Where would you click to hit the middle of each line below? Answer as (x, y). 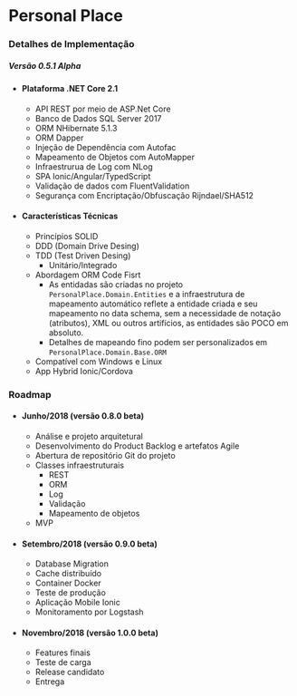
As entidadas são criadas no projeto (115, 284)
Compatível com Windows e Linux (99, 361)
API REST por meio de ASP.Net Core (103, 109)
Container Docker (68, 583)
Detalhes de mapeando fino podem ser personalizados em (158, 342)
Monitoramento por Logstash (89, 612)
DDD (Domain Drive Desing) (87, 246)
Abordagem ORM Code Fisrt (88, 275)
